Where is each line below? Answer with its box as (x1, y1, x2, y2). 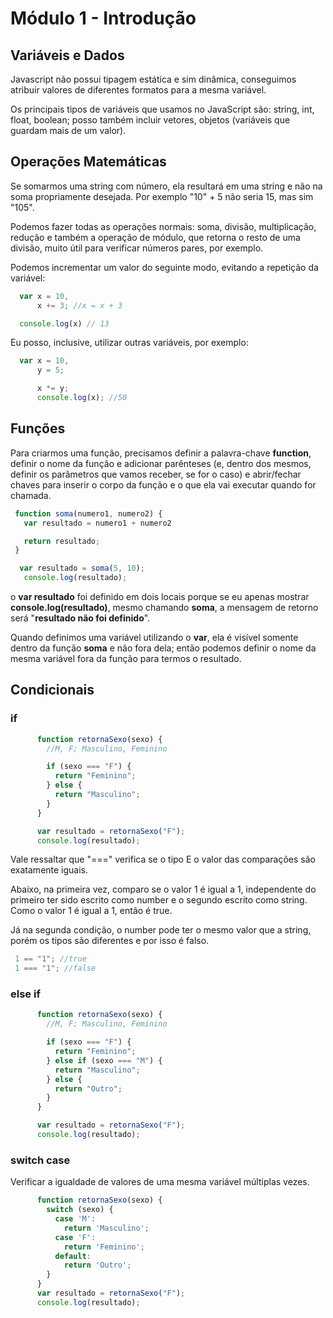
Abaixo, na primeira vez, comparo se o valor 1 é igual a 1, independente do (10, 883, 317, 896)
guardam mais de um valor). (10, 125, 127, 136)
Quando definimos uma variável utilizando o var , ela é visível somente (10, 632, 299, 643)
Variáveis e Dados (10, 47, 125, 64)
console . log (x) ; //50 (36, 393, 128, 403)
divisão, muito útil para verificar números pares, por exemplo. (10, 242, 264, 254)
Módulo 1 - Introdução (10, 7, 197, 30)
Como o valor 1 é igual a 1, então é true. (10, 905, 173, 917)
